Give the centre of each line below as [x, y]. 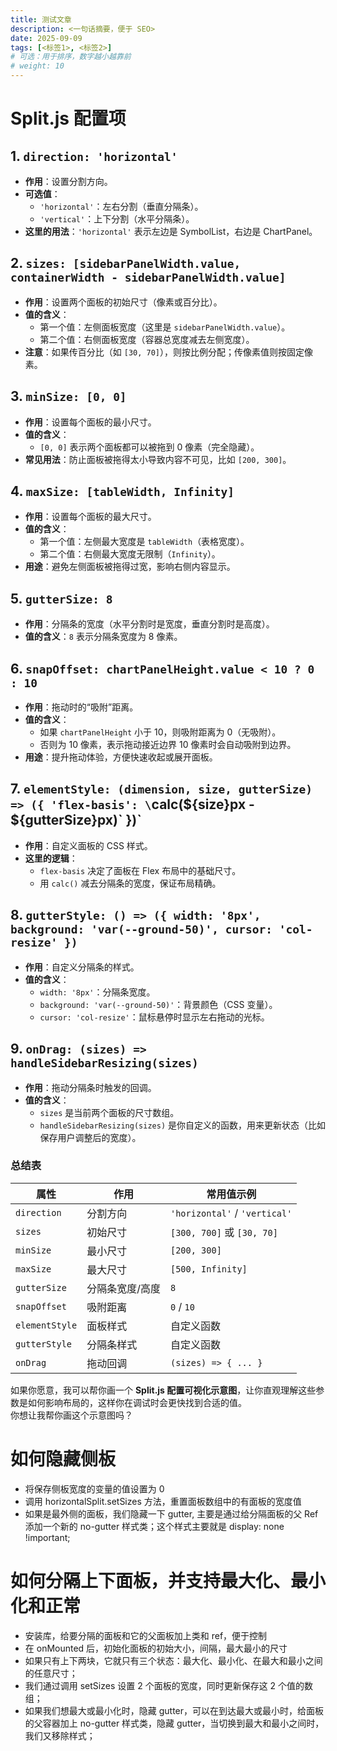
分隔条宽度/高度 [123, 1288]
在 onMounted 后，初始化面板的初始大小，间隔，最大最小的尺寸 [156, 1648]
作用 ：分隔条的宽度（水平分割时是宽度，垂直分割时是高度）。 [149, 624]
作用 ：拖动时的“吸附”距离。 [81, 707]
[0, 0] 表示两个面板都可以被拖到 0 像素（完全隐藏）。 [149, 447]
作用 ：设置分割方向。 [68, 181]
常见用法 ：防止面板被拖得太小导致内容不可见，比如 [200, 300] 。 [158, 459]
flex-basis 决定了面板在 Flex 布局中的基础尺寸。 [140, 870]
